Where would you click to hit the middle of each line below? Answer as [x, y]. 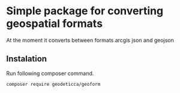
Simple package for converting [85, 11]
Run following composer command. [50, 73]
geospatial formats [55, 24]
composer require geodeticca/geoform [53, 84]
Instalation [26, 59]
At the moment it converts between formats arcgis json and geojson [90, 40]
